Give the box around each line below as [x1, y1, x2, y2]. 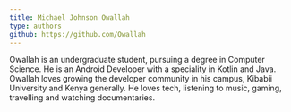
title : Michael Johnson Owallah [9, 13, 130, 22]
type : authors [9, 22, 63, 30]
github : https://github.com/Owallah [9, 30, 146, 39]
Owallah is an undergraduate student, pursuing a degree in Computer [9, 55, 266, 65]
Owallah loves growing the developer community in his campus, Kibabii [9, 73, 273, 84]
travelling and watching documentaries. [9, 92, 155, 103]
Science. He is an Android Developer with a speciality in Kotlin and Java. [9, 64, 277, 74]
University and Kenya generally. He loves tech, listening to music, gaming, [9, 82, 282, 94]
